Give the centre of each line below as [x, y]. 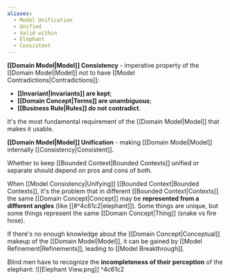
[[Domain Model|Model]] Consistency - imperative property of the [103, 65]
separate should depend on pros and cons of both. [80, 170]
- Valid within [35, 33]
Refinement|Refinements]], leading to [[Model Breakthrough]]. [96, 249]
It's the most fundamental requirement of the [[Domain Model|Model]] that [113, 121]
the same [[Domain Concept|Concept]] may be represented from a [103, 198]
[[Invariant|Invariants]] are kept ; [64, 93]
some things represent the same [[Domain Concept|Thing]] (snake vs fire [112, 213]
